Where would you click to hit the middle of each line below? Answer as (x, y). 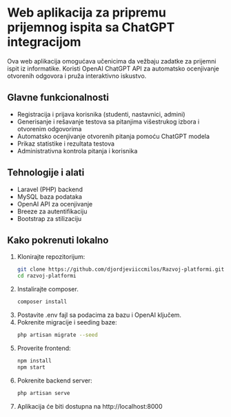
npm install (34, 360)
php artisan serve (43, 393)
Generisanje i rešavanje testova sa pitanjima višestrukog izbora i (108, 122)
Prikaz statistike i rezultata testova (66, 144)
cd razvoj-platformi (47, 276)
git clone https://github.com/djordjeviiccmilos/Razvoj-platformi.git (121, 270)
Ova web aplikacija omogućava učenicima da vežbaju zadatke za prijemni (112, 61)
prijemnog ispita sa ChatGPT (91, 27)
